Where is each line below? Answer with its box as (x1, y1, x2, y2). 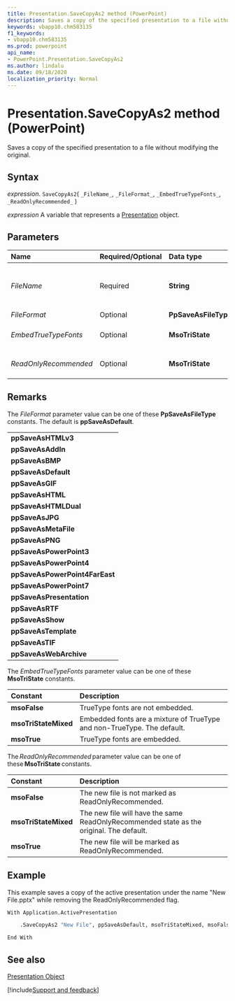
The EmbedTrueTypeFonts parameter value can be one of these (7, 667, 192, 675)
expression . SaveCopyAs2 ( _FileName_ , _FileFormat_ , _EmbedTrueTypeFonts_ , (7, 190, 222, 198)
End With (7, 935, 33, 942)
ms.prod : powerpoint (7, 43, 68, 50)
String (169, 281, 190, 290)
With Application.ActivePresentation (7, 909, 117, 916)
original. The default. (79, 825, 148, 835)
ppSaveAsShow (10, 615, 65, 625)
